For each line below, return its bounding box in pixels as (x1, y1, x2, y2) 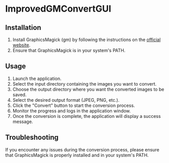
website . (12, 42, 31, 48)
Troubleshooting (5, 133, 59, 142)
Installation (5, 23, 41, 32)
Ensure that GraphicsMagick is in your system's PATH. (12, 48, 126, 53)
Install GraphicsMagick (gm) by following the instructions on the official (12, 36, 161, 43)
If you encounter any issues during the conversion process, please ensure (5, 146, 160, 152)
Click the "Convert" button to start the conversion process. (12, 102, 135, 108)
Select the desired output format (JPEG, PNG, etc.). (12, 97, 120, 103)
